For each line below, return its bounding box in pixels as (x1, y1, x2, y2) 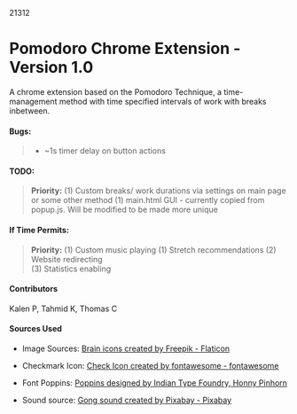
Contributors (9, 284, 59, 294)
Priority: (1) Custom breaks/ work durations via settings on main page (30, 185, 286, 196)
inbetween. (9, 105, 51, 116)
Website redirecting (30, 254, 104, 264)
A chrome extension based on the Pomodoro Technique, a (9, 86, 223, 97)
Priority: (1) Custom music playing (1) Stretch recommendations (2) (30, 244, 277, 255)
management (9, 96, 58, 106)
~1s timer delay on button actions (43, 145, 167, 156)
